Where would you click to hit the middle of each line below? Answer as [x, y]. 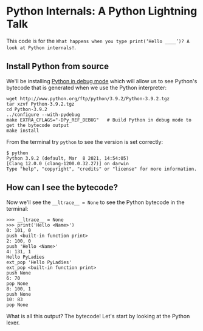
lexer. [13, 322]
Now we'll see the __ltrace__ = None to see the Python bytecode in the [95, 202]
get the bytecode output [38, 125]
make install [23, 131]
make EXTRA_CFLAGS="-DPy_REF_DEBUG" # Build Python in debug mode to [99, 120]
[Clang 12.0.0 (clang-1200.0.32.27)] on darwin [68, 163]
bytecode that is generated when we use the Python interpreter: [87, 87]
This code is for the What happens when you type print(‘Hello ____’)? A [98, 41]
